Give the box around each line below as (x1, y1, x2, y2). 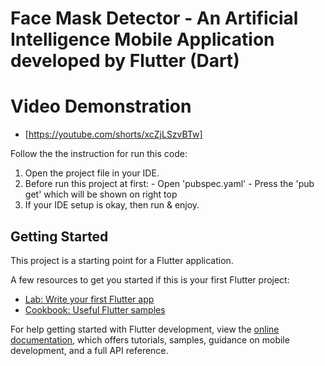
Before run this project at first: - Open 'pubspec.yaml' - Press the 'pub (24, 178, 315, 190)
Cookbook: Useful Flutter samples (24, 303, 166, 316)
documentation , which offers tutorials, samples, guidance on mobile (10, 333, 290, 346)
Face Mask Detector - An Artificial (10, 7, 299, 30)
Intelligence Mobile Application (10, 28, 275, 51)
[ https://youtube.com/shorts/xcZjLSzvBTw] (24, 128, 203, 141)
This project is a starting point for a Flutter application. (10, 254, 234, 266)
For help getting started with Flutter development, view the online (10, 323, 280, 335)
